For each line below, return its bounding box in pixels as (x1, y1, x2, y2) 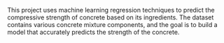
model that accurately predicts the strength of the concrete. (7, 28, 180, 36)
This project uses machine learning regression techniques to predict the (7, 6, 215, 14)
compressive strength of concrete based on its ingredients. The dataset (7, 13, 214, 21)
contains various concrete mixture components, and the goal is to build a (7, 21, 218, 28)
